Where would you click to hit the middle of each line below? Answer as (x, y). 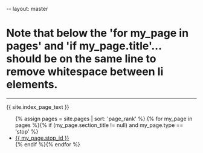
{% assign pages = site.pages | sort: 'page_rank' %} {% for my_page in (104, 119)
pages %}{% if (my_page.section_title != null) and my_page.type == (99, 125)
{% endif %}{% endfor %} (47, 144)
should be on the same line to (81, 59)
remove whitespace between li (85, 72)
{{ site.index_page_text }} (38, 107)
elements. (32, 85)
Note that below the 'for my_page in (98, 33)
